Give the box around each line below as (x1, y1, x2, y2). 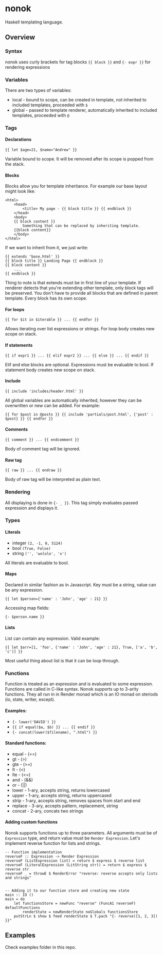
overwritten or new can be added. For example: (5, 402, 100, 408)
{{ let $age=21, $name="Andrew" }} (5, 147, 77, 153)
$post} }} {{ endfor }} (5, 416, 54, 421)
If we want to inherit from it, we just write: (5, 245, 89, 251)
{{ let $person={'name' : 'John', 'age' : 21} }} (5, 596, 108, 601)
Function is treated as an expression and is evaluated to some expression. (5, 681, 153, 687)
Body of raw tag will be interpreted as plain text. (5, 477, 101, 482)
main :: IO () (5, 893, 34, 897)
